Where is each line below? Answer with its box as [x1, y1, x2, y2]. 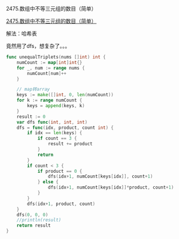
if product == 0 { [37, 168, 82, 174]
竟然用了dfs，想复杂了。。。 [6, 43, 70, 49]
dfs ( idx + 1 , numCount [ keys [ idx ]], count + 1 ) [47, 173, 153, 180]
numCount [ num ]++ [27, 70, 67, 76]
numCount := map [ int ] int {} [16, 59, 82, 66]
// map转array [16, 87, 50, 93]
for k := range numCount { [16, 97, 82, 104]
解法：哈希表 [6, 30, 37, 37]
